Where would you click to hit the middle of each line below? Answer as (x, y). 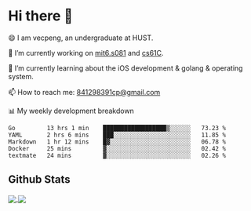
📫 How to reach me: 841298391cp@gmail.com (84, 92)
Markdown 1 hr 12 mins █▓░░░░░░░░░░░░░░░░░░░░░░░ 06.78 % (117, 142)
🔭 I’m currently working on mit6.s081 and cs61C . (86, 53)
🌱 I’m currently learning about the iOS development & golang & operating (125, 68)
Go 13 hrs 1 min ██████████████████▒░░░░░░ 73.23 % (117, 128)
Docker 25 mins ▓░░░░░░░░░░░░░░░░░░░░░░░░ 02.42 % (117, 148)
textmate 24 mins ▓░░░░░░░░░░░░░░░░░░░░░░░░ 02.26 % (117, 155)
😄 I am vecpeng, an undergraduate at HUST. (81, 38)
